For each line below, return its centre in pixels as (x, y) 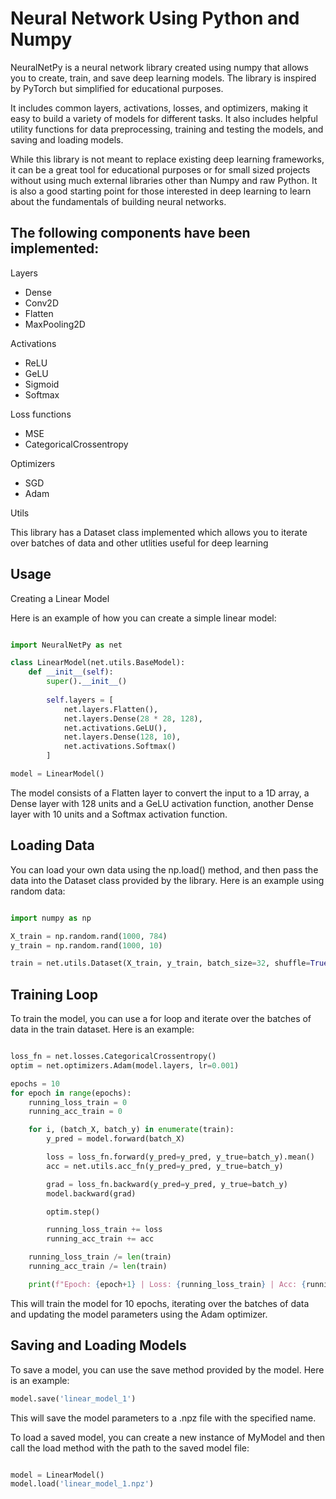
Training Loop (54, 994)
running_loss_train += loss (104, 1230)
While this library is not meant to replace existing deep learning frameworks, (167, 159)
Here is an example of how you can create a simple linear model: (143, 618)
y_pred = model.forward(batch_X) (116, 1139)
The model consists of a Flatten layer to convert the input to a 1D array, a (160, 793)
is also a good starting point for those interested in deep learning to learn (161, 191)
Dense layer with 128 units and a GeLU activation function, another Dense (162, 803)
